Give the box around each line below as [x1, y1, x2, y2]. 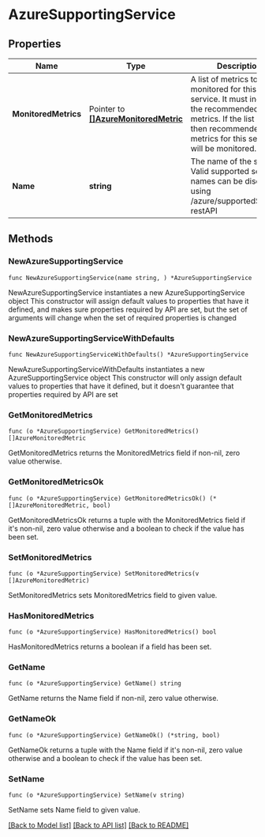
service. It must [190, 93, 248, 104]
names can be [190, 176, 243, 187]
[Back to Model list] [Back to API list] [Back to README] [8, 820, 189, 830]
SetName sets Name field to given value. [8, 805, 140, 815]
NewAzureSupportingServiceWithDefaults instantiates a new [8, 364, 205, 373]
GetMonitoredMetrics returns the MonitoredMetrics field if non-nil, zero [8, 449, 241, 458]
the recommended [190, 104, 259, 114]
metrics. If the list [190, 113, 255, 124]
